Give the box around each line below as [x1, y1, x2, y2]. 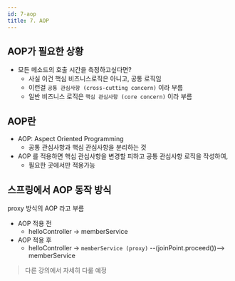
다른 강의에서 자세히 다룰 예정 [24, 265, 107, 275]
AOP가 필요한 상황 [7, 45, 84, 57]
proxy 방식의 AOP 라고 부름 [7, 204, 84, 213]
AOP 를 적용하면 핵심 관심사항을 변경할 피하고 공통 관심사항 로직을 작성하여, [17, 152, 229, 160]
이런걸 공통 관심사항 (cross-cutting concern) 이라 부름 [28, 83, 184, 92]
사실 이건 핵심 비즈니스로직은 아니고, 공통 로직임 [28, 74, 162, 83]
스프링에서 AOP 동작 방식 [7, 183, 112, 196]
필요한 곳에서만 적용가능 [28, 161, 96, 170]
